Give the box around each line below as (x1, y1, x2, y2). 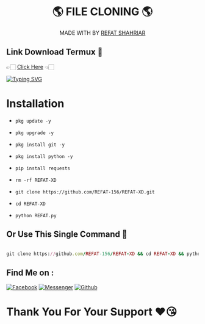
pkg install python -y (15, 153, 73, 159)
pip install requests (15, 165, 70, 171)
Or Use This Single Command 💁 (6, 229, 128, 240)
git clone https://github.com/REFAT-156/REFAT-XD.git (15, 189, 155, 195)
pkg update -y (15, 118, 51, 124)
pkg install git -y (15, 142, 65, 148)
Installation (6, 96, 65, 110)
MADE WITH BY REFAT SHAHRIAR (59, 29, 146, 37)
